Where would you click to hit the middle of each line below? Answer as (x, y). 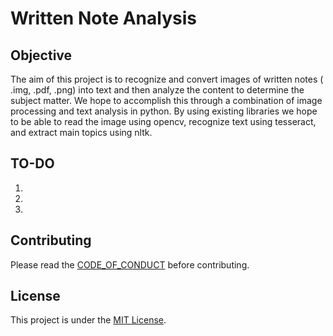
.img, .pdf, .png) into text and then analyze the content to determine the (157, 90)
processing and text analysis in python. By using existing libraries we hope (164, 111)
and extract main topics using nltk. (81, 132)
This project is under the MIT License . (88, 320)
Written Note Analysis (103, 18)
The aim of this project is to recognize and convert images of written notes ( (167, 79)
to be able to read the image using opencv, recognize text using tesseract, (163, 121)
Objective (41, 55)
